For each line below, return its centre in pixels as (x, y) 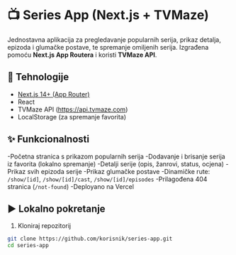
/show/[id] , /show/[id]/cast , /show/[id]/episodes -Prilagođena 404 (107, 179)
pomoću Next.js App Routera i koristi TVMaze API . (82, 55)
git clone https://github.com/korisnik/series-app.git (90, 239)
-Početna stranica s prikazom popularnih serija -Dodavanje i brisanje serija (116, 156)
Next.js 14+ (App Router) (54, 94)
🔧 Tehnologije (38, 77)
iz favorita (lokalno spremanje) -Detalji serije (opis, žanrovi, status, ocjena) (116, 164)
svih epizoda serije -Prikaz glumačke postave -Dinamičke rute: (119, 171)
